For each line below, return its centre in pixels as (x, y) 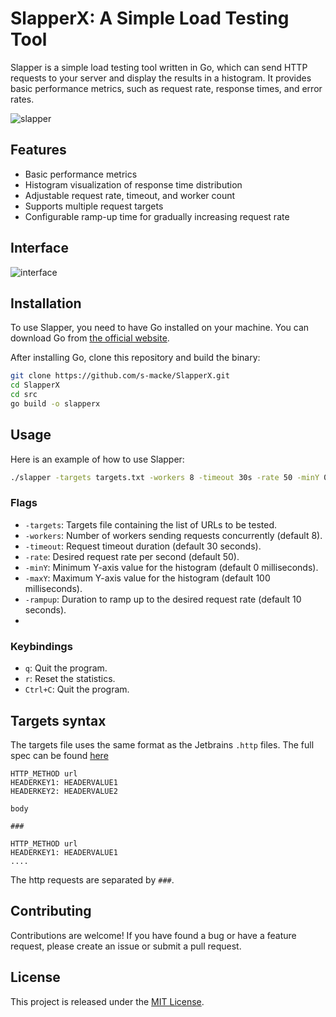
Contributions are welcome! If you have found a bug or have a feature (153, 935)
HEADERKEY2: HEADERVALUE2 (64, 791)
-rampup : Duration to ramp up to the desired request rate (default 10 (163, 599)
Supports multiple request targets (94, 206)
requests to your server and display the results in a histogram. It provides (161, 78)
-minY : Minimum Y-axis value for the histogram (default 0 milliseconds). (171, 567)
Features (38, 150)
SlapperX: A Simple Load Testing (150, 18)
